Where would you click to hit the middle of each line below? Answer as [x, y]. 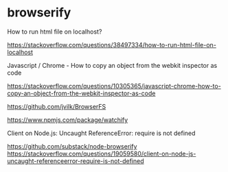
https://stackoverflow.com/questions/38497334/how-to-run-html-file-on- [112, 45]
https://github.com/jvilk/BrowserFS [57, 106]
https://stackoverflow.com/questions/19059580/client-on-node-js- [102, 153]
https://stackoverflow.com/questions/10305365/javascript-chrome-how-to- [114, 86]
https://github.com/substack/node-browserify [72, 146]
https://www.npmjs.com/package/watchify [68, 120]
